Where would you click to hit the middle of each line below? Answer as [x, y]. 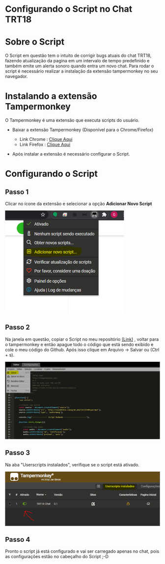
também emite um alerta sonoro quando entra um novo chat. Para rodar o [80, 66]
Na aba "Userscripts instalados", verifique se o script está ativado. [72, 464]
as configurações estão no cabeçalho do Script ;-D [57, 557]
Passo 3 [18, 453]
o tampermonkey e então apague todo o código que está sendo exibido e [79, 344]
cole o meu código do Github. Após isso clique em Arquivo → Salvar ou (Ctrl [82, 349]
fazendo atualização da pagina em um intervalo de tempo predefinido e [77, 61]
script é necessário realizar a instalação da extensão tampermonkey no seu [82, 71]
